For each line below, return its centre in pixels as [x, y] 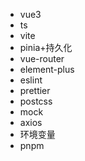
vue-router [42, 58]
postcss [36, 101]
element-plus [47, 69]
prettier [35, 90]
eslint [31, 80]
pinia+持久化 [46, 47]
